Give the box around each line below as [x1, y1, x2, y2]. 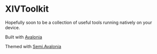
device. [5, 24, 20, 30]
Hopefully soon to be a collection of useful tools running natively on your [5, 19, 152, 25]
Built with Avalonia [5, 34, 43, 40]
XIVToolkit [5, 3, 49, 15]
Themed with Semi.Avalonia [5, 43, 61, 49]
